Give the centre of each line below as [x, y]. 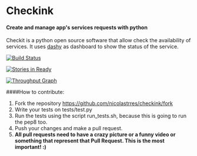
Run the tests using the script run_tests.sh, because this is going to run [101, 116]
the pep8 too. [31, 122]
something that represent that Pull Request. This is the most [89, 141]
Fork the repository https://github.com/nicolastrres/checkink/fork [94, 103]
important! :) [30, 147]
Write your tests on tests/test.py [53, 110]
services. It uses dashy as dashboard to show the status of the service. [92, 47]
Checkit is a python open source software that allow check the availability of [98, 40]
